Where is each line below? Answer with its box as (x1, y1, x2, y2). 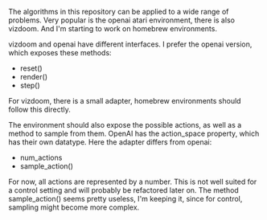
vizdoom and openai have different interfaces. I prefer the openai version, (8, 39, 253, 49)
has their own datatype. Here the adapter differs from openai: (8, 137, 212, 147)
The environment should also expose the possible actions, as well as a (8, 120, 242, 129)
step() (19, 80, 40, 90)
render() (19, 72, 48, 81)
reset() (19, 63, 43, 73)
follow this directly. (8, 104, 71, 114)
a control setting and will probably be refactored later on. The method (8, 185, 239, 195)
